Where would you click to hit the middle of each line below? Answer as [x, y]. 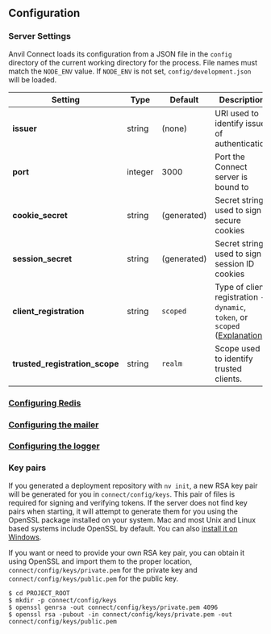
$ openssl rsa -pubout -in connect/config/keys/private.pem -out [120, 614]
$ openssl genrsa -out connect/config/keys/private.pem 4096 [113, 607]
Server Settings [40, 36]
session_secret [42, 258]
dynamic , [231, 307]
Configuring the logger [54, 446]
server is [231, 177]
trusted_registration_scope [66, 363]
